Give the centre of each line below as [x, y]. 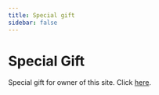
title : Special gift [42, 15]
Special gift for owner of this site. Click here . [79, 83]
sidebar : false [33, 23]
